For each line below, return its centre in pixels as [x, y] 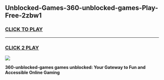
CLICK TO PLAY [24, 30]
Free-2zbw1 [23, 16]
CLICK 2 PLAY [22, 48]
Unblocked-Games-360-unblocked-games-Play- [82, 8]
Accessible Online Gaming [32, 72]
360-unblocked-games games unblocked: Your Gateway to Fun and [75, 67]
